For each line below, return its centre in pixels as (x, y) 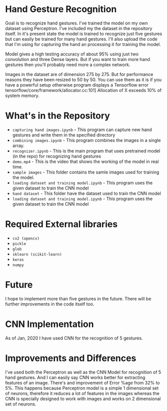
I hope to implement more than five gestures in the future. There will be (78, 298)
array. (18, 145)
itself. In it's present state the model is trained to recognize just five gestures (84, 33)
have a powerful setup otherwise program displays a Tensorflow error (77, 85)
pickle (19, 243)
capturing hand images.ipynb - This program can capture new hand (82, 129)
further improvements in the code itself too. (50, 304)
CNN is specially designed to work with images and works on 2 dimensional (83, 398)
